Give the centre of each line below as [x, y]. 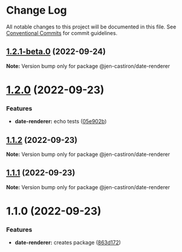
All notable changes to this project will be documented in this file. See [91, 27]
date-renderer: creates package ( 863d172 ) [68, 243]
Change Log [36, 10]
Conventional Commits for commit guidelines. [62, 33]
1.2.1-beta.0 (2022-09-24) [56, 52]
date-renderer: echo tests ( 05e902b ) [60, 122]
